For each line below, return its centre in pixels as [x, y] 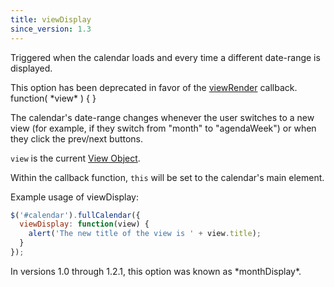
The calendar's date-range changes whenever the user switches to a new [162, 117]
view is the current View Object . [75, 158]
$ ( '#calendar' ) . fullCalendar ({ [75, 215]
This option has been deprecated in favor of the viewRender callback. [154, 87]
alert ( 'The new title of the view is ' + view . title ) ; [145, 234]
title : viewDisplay [51, 19]
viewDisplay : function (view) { [84, 224]
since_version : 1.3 [51, 29]
